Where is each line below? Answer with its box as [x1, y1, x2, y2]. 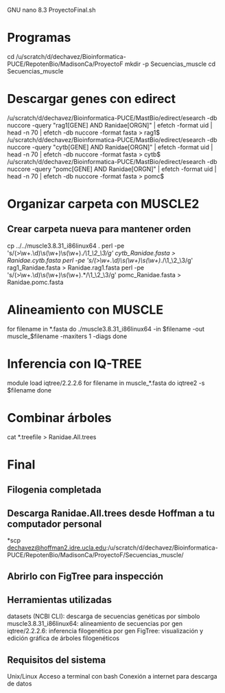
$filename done [7, 386, 52, 394]
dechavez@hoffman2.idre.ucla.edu [7, 543, 106, 552]
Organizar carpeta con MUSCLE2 [7, 196, 200, 212]
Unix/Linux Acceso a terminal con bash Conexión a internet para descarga [7, 672, 217, 681]
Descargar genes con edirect [7, 91, 176, 107]
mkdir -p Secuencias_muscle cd [124, 60, 216, 68]
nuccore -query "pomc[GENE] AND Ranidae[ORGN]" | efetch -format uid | [7, 165, 217, 173]
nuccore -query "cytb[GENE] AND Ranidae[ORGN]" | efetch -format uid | [7, 143, 213, 151]
